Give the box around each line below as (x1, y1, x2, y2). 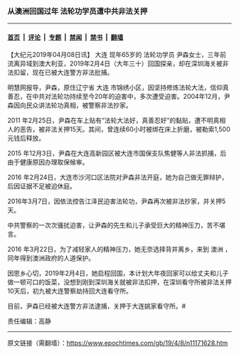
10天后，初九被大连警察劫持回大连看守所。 (7, 286, 133, 295)
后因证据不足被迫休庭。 (7, 181, 76, 190)
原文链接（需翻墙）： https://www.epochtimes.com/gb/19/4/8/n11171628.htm (7, 338, 228, 347)
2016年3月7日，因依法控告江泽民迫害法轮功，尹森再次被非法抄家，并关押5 (7, 197, 226, 205)
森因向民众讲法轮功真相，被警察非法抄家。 (7, 101, 132, 109)
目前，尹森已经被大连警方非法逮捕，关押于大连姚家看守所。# (7, 301, 186, 310)
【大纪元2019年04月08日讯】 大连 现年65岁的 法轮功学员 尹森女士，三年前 (7, 50, 226, 58)
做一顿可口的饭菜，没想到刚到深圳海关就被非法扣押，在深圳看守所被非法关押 (7, 277, 232, 286)
